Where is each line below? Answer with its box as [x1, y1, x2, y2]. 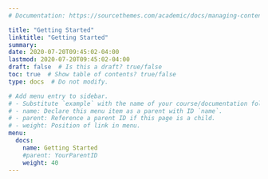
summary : [8, 41, 37, 49]
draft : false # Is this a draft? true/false [8, 63, 162, 72]
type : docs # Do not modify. [8, 77, 109, 86]
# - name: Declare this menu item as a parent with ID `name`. [8, 107, 223, 115]
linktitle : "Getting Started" [8, 33, 109, 41]
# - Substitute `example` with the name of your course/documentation [8, 99, 248, 107]
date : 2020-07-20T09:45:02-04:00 [8, 49, 120, 56]
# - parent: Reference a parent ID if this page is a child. [8, 115, 216, 123]
